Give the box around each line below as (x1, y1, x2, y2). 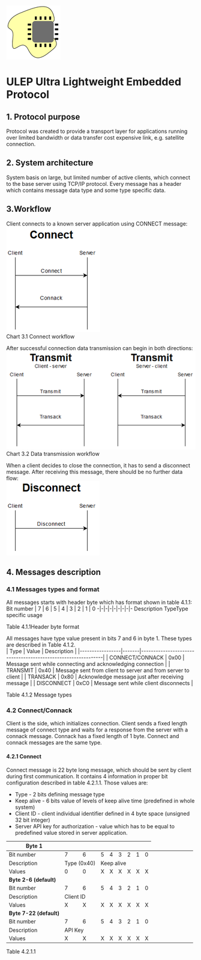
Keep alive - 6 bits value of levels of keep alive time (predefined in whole (14, 797, 195, 804)
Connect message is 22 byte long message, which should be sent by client (6, 766, 192, 774)
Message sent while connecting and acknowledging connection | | (6, 660, 170, 668)
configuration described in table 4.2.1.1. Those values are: (6, 779, 148, 786)
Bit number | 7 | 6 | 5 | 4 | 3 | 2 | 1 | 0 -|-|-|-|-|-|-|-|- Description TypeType (6, 605, 188, 612)
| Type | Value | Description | (6, 648, 77, 655)
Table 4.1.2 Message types (6, 691, 72, 698)
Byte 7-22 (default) (8, 909, 60, 917)
